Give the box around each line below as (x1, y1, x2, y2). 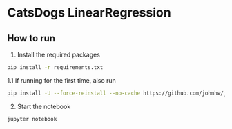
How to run (7, 32, 56, 44)
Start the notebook (17, 102, 71, 110)
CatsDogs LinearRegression (7, 5, 171, 21)
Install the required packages (17, 50, 100, 59)
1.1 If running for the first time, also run (7, 76, 116, 84)
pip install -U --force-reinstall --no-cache (7, 90, 140, 97)
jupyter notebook (7, 115, 57, 122)
